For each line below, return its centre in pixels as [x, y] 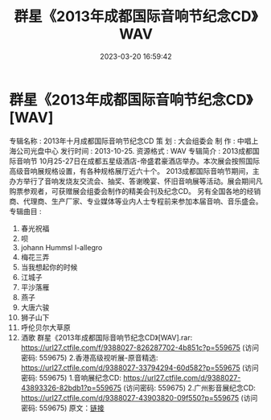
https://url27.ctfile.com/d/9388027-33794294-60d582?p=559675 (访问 [140, 368]
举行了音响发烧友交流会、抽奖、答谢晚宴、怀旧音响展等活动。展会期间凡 [143, 181]
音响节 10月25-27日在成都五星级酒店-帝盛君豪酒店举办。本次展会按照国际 [138, 161]
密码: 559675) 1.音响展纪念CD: [71, 377]
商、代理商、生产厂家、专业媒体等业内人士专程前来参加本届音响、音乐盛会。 [136, 201]
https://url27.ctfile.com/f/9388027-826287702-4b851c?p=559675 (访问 [140, 348]
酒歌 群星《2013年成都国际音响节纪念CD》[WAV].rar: [107, 337]
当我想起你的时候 [49, 267]
